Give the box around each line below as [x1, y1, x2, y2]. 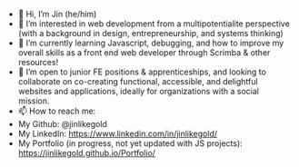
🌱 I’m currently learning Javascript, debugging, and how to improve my [17, 37, 284, 48]
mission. [17, 95, 50, 106]
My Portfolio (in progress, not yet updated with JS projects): [17, 138, 243, 149]
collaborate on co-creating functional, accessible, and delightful [17, 76, 258, 86]
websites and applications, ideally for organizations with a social [17, 86, 259, 96]
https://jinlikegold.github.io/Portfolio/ [17, 148, 156, 158]
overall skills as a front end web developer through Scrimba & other [17, 47, 271, 58]
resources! [17, 57, 59, 67]
